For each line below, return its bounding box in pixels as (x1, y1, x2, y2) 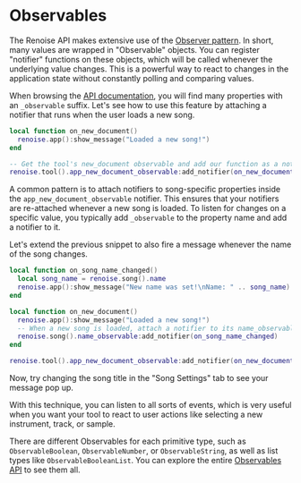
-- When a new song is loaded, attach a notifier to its (17, 324, 235, 333)
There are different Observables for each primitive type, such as (9, 436, 246, 447)
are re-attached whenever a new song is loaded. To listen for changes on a (9, 203, 287, 214)
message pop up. (9, 382, 74, 394)
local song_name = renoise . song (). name (17, 275, 167, 284)
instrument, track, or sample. (9, 419, 116, 429)
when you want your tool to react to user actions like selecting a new (9, 409, 263, 420)
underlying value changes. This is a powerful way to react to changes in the (9, 64, 289, 74)
